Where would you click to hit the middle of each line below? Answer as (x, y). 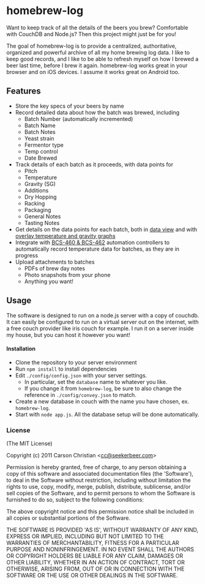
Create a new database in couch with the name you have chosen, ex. (102, 401)
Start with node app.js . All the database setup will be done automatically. (107, 414)
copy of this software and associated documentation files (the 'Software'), (100, 474)
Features (24, 91)
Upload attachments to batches (55, 262)
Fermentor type (44, 145)
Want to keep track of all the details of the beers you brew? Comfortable (97, 28)
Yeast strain (39, 138)
